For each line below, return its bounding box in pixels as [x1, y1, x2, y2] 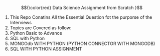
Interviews [10, 20, 32, 25]
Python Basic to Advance [10, 30, 63, 36]
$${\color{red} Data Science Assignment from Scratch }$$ [21, 5, 143, 10]
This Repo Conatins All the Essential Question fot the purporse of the [10, 14, 152, 20]
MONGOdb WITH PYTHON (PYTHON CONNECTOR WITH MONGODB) [10, 41, 155, 47]
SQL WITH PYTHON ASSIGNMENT [10, 46, 82, 52]
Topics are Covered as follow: [10, 25, 72, 31]
